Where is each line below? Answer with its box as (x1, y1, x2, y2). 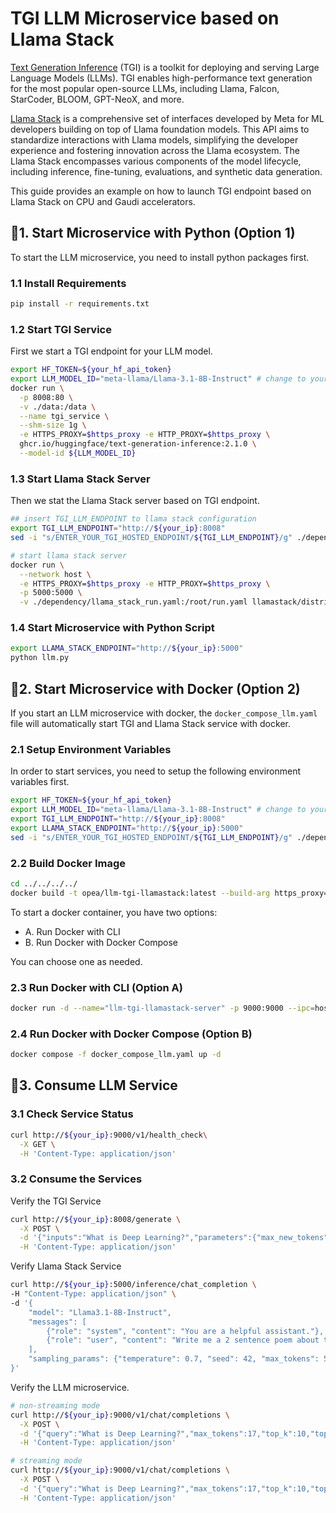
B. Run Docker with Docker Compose (24, 936, 178, 948)
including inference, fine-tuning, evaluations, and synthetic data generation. (10, 165, 323, 177)
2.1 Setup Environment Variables (10, 742, 172, 756)
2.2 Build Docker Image (10, 856, 126, 870)
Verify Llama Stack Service (10, 1260, 122, 1272)
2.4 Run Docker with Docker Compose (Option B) (10, 1027, 253, 1041)
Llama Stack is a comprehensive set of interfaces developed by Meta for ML (10, 112, 325, 124)
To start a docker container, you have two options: (10, 906, 218, 918)
